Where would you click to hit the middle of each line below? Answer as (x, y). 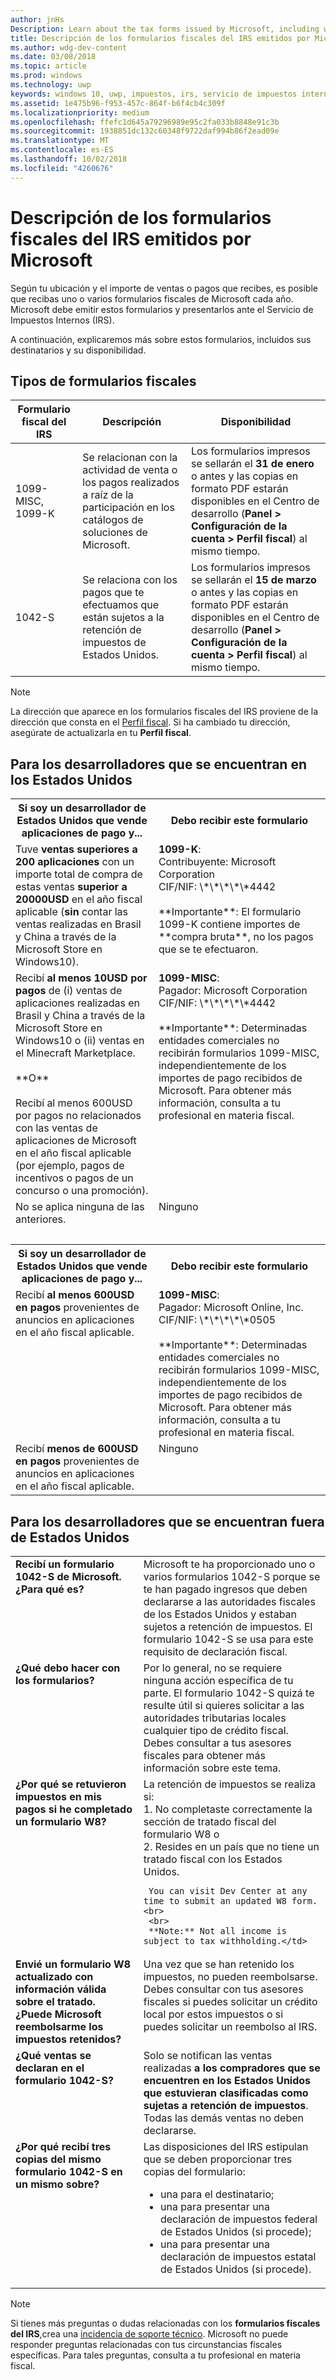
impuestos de (114, 643)
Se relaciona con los (130, 580)
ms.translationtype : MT (60, 141)
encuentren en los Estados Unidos (227, 2080)
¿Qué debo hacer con (68, 1668)
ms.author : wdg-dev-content (69, 47)
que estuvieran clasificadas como (226, 2093)
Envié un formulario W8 (73, 1964)
